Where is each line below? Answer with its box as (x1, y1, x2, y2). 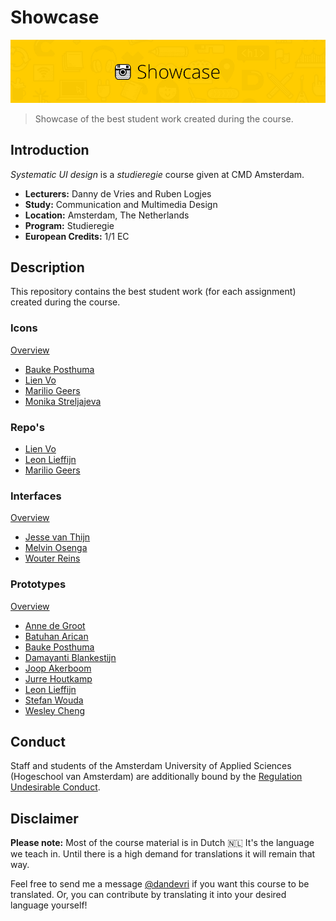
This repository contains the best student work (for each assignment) (10, 286, 297, 298)
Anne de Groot (24, 619, 86, 631)
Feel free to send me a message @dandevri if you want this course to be (10, 878, 310, 890)
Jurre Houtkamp (24, 672, 93, 685)
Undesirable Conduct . (10, 781, 101, 793)
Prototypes (10, 577, 67, 591)
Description (10, 259, 85, 276)
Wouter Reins (24, 552, 81, 565)
